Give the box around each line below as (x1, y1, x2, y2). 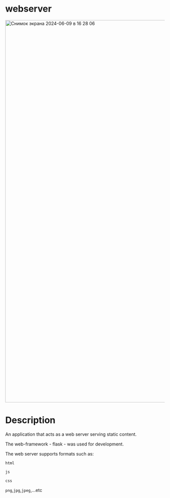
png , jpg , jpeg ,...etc (5, 487, 42, 493)
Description (5, 415, 56, 426)
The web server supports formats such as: (5, 450, 94, 457)
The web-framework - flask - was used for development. (5, 441, 124, 447)
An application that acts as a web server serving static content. (5, 431, 137, 437)
